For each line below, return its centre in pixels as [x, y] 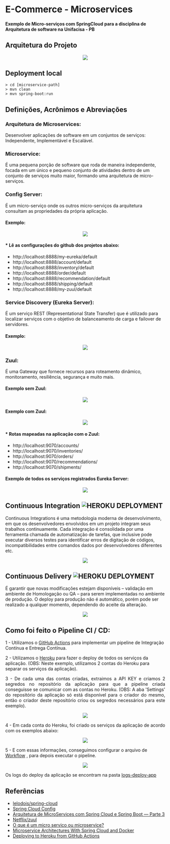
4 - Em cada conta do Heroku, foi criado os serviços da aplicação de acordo [85, 725]
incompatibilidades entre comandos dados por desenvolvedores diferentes [84, 545]
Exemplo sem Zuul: [26, 388]
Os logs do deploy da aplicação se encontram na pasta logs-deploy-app [81, 775]
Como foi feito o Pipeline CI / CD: [58, 630]
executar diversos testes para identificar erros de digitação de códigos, [80, 540]
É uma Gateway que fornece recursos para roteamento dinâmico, [74, 371]
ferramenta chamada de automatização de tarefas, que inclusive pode [79, 534]
